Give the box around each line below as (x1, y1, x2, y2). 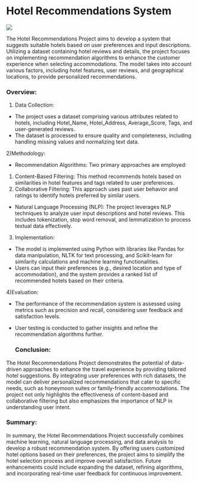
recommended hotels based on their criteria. (14, 277, 124, 284)
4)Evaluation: (6, 289, 39, 296)
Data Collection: (14, 101, 55, 108)
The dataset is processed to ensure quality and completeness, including (14, 132, 192, 139)
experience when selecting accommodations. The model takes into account (6, 60, 192, 67)
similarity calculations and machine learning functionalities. (14, 258, 160, 266)
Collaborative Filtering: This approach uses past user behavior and (14, 186, 178, 193)
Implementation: (14, 234, 55, 241)
